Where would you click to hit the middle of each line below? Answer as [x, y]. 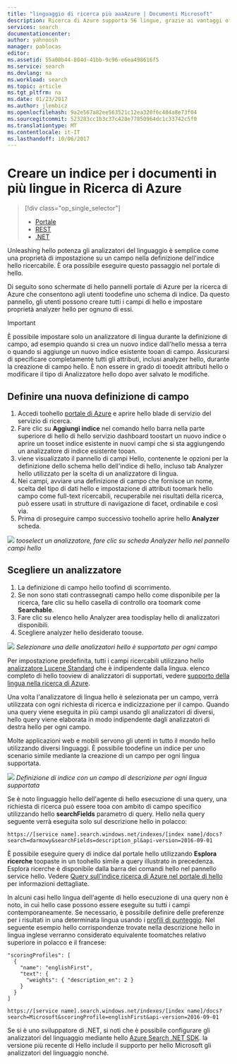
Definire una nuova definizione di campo [98, 396]
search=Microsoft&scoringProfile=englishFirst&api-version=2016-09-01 [113, 1017]
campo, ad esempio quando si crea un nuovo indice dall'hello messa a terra [117, 344]
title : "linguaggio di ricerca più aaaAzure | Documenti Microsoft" [110, 14]
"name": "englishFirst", [56, 968]
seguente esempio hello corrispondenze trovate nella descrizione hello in [114, 927]
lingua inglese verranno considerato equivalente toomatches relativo [107, 935]
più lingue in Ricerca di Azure [95, 189]
